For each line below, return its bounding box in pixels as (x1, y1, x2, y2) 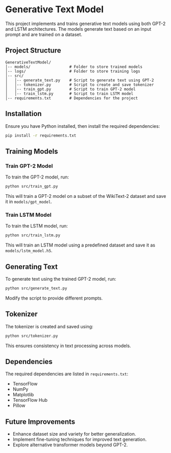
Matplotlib (12, 392, 34, 398)
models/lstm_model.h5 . (5, 247, 53, 254)
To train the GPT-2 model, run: (5, 174, 69, 180)
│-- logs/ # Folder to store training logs (5, 69, 140, 74)
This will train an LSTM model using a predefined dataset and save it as (5, 242, 156, 248)
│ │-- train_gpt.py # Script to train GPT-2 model (5, 86, 136, 92)
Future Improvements (5, 417, 76, 426)
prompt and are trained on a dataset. (5, 31, 83, 37)
